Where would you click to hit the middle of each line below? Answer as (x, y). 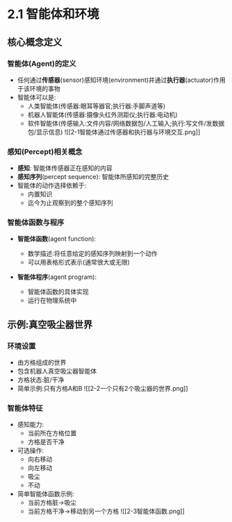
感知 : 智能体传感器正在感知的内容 (65, 168)
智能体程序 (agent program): (57, 277)
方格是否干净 (46, 442)
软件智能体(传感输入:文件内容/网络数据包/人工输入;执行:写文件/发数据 (126, 123)
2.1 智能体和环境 (53, 14)
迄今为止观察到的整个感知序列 (70, 203)
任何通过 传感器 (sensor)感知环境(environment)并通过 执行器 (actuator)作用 (121, 80)
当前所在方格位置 (52, 433)
